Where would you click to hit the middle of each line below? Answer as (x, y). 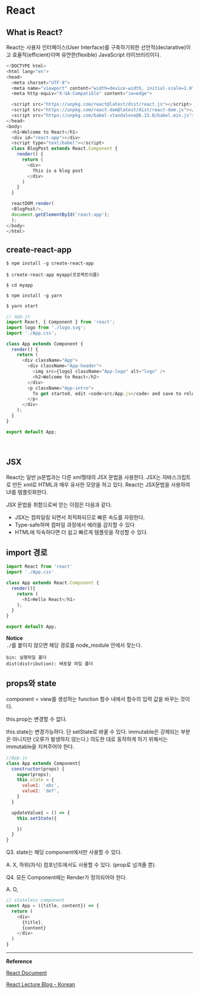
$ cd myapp (20, 285)
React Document (27, 973)
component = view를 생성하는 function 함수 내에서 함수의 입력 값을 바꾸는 (93, 699)
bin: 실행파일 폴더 (26, 658)
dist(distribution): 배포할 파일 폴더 (50, 664)
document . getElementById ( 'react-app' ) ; (61, 215)
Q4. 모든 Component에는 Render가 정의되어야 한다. (67, 877)
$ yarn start (22, 306)
